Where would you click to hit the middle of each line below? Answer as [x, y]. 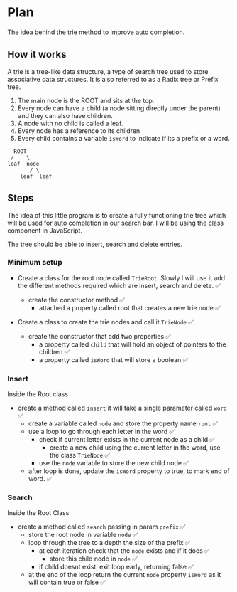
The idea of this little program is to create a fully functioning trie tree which [117, 215]
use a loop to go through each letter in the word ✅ [101, 432]
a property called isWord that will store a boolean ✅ [114, 359]
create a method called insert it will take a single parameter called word [122, 408]
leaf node [23, 164]
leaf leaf [36, 176]
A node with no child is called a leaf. [70, 123]
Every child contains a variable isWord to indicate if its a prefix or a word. [124, 138]
